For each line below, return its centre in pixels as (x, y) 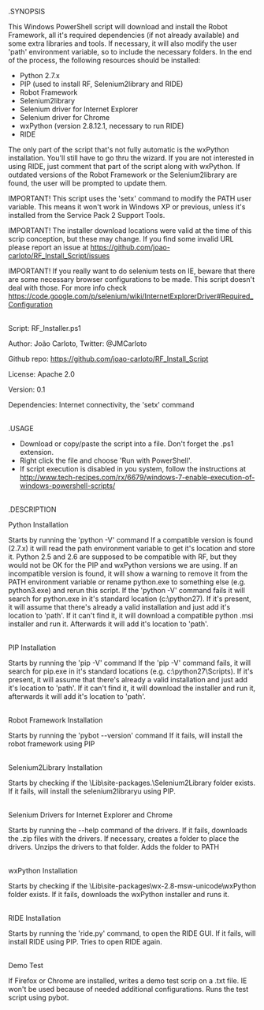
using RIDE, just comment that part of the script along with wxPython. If (124, 166)
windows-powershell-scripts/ (67, 486)
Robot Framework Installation (56, 720)
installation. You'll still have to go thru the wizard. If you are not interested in (131, 158)
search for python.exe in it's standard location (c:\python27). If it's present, (130, 599)
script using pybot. (39, 997)
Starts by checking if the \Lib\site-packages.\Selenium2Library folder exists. (132, 783)
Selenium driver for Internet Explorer (79, 109)
